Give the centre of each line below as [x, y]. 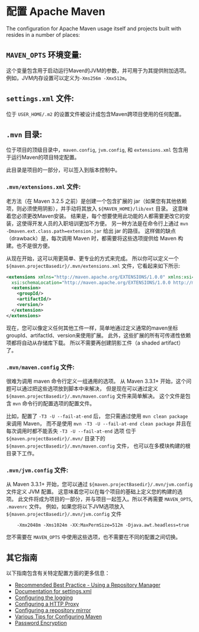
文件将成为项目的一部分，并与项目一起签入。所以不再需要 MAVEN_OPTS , [108, 499]
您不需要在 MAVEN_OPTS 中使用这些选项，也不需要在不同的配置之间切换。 [94, 537]
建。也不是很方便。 [30, 245]
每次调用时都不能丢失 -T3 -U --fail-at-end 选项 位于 [71, 431]
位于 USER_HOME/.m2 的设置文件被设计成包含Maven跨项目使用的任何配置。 [95, 114]
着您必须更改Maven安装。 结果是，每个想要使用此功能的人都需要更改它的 [96, 216]
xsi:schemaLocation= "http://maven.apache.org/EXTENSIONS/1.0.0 [91, 283]
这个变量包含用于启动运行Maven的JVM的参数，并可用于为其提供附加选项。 [98, 70]
